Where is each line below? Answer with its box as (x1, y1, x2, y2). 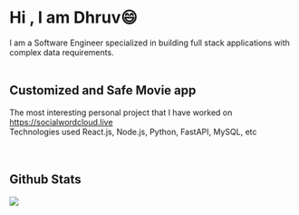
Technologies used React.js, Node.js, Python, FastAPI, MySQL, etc (9, 126, 257, 137)
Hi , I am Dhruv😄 (9, 7, 138, 28)
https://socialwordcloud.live (9, 116, 113, 127)
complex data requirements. (9, 46, 115, 57)
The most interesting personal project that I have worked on (9, 107, 233, 118)
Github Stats (9, 171, 82, 188)
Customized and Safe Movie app (9, 83, 197, 98)
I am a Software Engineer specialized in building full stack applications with (9, 37, 290, 48)
